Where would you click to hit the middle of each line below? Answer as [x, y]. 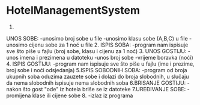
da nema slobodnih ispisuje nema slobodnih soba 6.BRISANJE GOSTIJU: [96, 83]
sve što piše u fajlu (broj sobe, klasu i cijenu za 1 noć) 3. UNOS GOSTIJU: [96, 51]
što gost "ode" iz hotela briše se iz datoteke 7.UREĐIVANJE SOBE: [105, 89]
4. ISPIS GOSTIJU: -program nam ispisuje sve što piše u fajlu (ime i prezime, [100, 64]
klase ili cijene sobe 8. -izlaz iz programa [83, 95]
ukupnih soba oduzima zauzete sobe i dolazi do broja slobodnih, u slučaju [98, 76]
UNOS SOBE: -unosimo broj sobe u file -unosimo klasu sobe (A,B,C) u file [97, 38]
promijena [19, 95]
